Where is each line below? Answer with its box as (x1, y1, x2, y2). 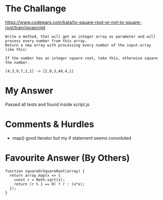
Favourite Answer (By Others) (5, 153, 130, 163)
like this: (5, 47, 28, 52)
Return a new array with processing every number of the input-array (5, 42, 152, 47)
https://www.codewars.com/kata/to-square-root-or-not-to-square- (5, 19, 142, 25)
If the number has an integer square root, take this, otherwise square (5, 55, 158, 61)
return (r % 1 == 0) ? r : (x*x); (14, 181, 85, 187)
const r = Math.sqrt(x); (14, 177, 65, 182)
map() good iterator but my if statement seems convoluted (12, 135, 131, 141)
